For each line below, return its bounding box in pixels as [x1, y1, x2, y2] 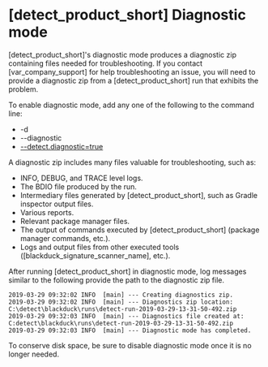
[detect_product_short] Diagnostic [8, 6, 247, 24]
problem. [8, 84, 39, 94]
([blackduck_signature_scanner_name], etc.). [19, 250, 171, 261]
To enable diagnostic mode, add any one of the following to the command [8, 100, 255, 110]
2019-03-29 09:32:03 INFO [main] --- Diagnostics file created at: [8, 312, 245, 320]
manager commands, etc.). [19, 233, 111, 243]
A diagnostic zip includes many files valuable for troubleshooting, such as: [8, 157, 257, 167]
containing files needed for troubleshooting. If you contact [8, 58, 203, 68]
